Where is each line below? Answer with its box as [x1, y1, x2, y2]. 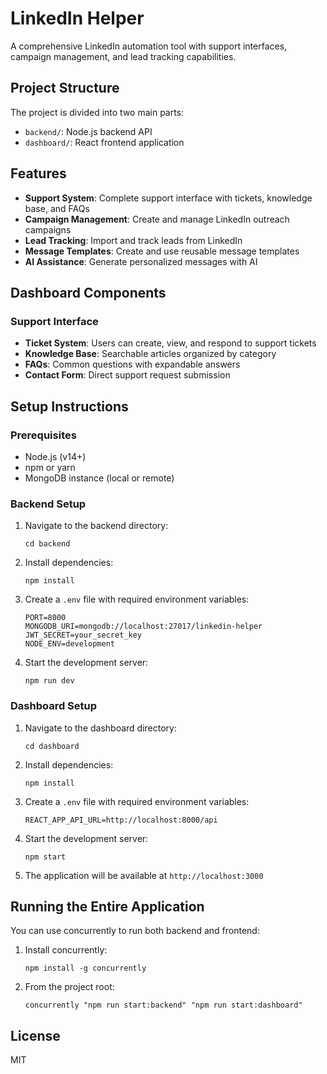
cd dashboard [24, 741, 80, 751]
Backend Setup [10, 497, 87, 511]
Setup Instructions [10, 398, 129, 415]
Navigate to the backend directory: [24, 520, 169, 532]
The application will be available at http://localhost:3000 [24, 869, 264, 881]
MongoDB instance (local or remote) [24, 472, 175, 484]
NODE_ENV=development [24, 639, 115, 649]
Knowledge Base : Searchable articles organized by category [24, 348, 277, 360]
